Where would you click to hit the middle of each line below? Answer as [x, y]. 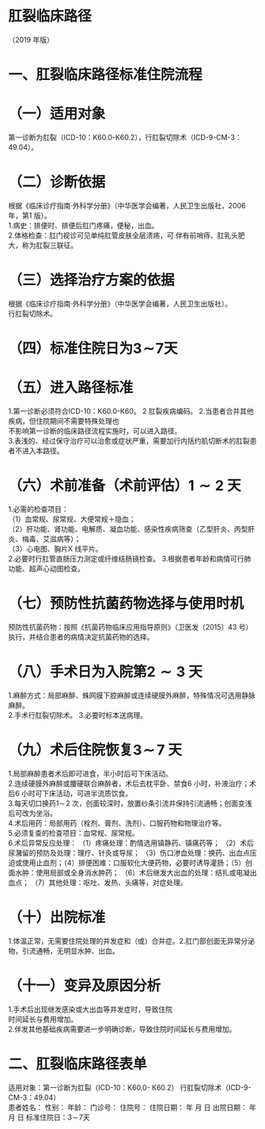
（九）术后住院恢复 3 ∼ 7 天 [95, 750]
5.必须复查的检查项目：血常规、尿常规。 [74, 833]
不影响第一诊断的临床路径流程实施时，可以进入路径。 [95, 431]
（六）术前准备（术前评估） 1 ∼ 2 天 [125, 486]
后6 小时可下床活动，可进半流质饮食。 [70, 793]
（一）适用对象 [57, 114]
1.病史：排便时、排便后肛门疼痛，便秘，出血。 [83, 225]
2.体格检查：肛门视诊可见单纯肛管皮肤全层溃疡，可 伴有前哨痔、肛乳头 [123, 235]
